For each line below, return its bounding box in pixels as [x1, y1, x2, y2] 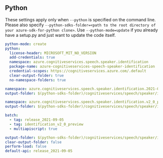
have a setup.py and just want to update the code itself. [5, 32, 116, 38]
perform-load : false [5, 144, 47, 149]
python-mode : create [5, 41, 47, 47]
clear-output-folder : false [5, 140, 62, 144]
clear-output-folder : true [9, 73, 64, 78]
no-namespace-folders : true [9, 78, 66, 82]
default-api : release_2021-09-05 [5, 149, 73, 154]
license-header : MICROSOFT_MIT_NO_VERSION [9, 50, 97, 55]
